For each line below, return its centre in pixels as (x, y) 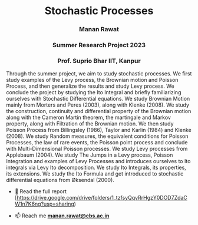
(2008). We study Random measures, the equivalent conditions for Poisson (97, 136)
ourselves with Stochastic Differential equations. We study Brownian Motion (98, 99)
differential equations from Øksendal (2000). (60, 180)
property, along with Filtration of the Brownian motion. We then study (90, 124)
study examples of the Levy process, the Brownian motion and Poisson (92, 80)
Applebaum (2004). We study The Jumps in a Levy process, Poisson (90, 155)
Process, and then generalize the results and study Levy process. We (90, 86)
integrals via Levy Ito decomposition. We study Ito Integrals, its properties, (96, 168)
